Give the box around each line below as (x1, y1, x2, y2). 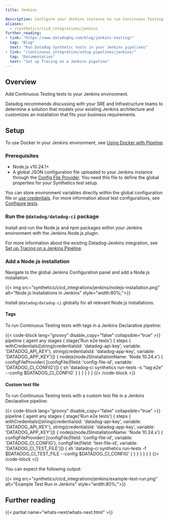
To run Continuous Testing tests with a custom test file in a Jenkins (5, 393, 145, 399)
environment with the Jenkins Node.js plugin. (5, 230, 99, 236)
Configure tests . (5, 200, 39, 206)
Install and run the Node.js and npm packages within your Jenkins (5, 225, 143, 231)
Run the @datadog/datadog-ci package (5, 213, 99, 220)
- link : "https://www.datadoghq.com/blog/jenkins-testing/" (5, 35, 135, 40)
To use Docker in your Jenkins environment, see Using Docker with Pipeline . (5, 140, 164, 146)
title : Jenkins (5, 7, 37, 13)
